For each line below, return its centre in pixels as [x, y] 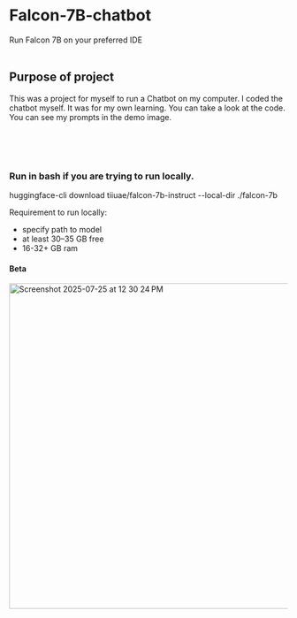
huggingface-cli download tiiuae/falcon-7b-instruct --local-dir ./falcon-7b [144, 195]
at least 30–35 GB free [63, 239]
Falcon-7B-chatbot [80, 15]
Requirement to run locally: [58, 212]
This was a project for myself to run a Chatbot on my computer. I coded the [146, 98]
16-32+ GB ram [49, 248]
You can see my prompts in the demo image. [91, 117]
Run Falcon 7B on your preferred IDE [76, 40]
